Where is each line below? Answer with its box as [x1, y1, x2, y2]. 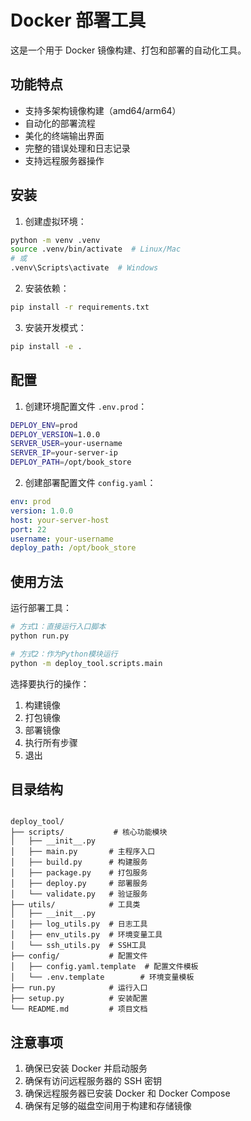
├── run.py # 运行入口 [10, 983, 148, 993]
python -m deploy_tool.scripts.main [10, 658, 163, 668]
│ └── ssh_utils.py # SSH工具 [10, 941, 147, 951]
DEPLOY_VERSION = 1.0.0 [10, 429, 101, 440]
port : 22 [10, 524, 47, 535]
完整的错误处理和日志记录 [24, 142, 131, 154]
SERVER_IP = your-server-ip [10, 448, 118, 458]
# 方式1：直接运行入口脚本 [10, 622, 107, 632]
